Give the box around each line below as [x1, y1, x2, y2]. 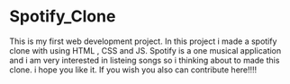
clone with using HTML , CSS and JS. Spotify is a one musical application [9, 45, 282, 55]
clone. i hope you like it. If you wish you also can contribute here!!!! [9, 64, 258, 75]
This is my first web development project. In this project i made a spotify [9, 36, 277, 46]
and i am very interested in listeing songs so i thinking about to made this [9, 55, 280, 65]
